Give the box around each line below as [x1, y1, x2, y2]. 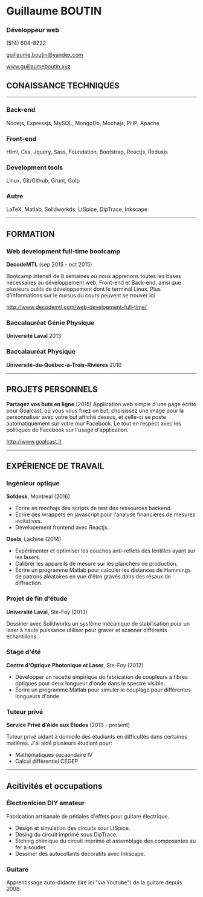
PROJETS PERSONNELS [6, 384, 98, 395]
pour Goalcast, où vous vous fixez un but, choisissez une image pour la [6, 407, 184, 414]
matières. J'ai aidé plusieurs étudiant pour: [6, 739, 113, 747]
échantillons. [6, 633, 38, 640]
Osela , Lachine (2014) [6, 536, 62, 543]
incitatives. [14, 517, 42, 525]
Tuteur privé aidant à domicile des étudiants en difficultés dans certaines [6, 733, 187, 740]
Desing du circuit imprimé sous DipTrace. [14, 831, 118, 838]
